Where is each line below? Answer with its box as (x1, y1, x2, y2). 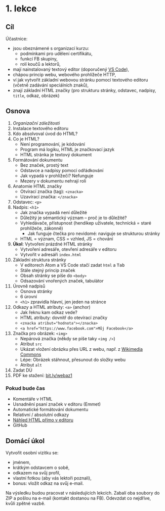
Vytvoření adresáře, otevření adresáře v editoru (20, 246, 117, 252)
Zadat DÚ (12, 367, 33, 373)
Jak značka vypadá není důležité (20, 209, 87, 215)
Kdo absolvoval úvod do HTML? (12, 131, 78, 137)
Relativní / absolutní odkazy (12, 412, 69, 418)
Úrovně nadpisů (12, 283, 45, 289)
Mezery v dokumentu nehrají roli (20, 178, 86, 184)
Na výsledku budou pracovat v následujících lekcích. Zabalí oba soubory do (5, 490, 160, 496)
